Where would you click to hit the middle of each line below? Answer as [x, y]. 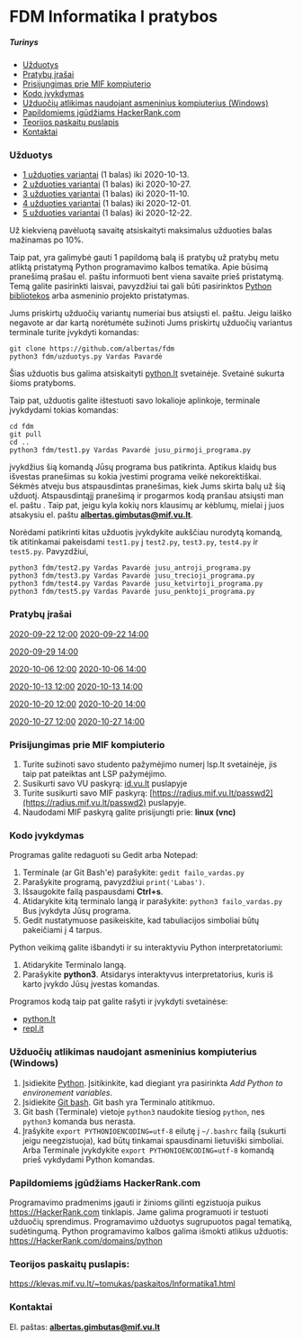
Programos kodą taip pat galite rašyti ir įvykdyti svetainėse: [119, 1001]
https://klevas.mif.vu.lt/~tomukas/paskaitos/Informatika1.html [122, 1284]
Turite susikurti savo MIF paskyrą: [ [87, 793]
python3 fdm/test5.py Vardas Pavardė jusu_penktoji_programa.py [132, 592]
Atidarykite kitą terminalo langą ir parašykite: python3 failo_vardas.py [152, 901]
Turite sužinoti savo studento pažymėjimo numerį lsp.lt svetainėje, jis [150, 764]
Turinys [24, 41]
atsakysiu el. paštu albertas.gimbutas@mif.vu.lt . [101, 515]
